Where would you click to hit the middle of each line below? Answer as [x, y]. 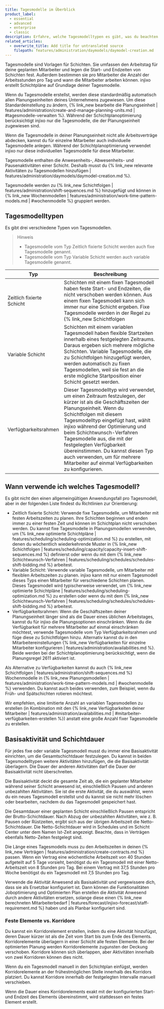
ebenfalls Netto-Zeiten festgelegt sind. [44, 837]
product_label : [20, 14]
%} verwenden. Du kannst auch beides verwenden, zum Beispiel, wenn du [80, 688]
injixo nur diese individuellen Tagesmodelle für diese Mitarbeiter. [70, 151]
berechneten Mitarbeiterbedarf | [38, 903]
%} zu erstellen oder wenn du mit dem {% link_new [97, 596]
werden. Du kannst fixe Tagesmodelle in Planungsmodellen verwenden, [84, 529]
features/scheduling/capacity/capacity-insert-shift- [95, 549]
